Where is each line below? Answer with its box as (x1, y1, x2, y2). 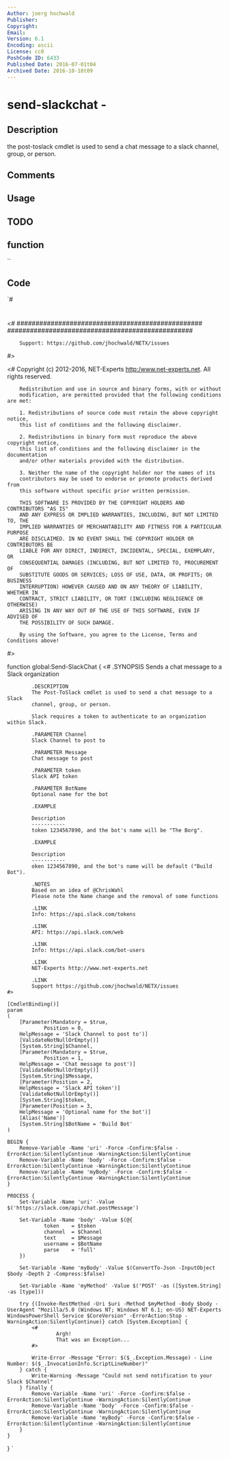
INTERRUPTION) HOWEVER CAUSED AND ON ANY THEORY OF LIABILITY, (19, 584, 204, 590)
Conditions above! (7, 638, 59, 645)
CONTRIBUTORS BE (7, 542, 53, 549)
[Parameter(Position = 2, (19, 1079, 94, 1086)
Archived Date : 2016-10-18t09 (7, 67, 94, 74)
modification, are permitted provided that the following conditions (19, 392, 222, 399)
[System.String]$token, (19, 1097, 87, 1103)
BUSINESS (7, 577, 32, 584)
